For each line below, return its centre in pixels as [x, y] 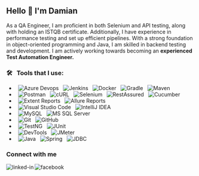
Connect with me [31, 155]
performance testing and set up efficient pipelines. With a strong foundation [99, 38]
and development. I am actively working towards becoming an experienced [99, 51]
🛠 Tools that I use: [35, 73]
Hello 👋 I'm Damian [42, 11]
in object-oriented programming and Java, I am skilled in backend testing [96, 44]
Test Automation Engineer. [40, 57]
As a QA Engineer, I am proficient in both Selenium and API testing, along [96, 25]
